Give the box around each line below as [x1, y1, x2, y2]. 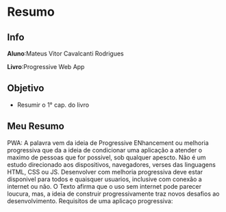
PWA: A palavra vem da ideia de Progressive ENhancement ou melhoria [7, 138, 209, 147]
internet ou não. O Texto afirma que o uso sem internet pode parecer [7, 182, 202, 190]
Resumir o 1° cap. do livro [16, 101, 90, 109]
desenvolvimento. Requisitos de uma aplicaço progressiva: [7, 196, 173, 205]
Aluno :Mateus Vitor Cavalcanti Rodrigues [7, 49, 125, 57]
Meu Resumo [7, 120, 65, 132]
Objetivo [7, 83, 45, 94]
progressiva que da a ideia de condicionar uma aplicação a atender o [7, 146, 203, 154]
